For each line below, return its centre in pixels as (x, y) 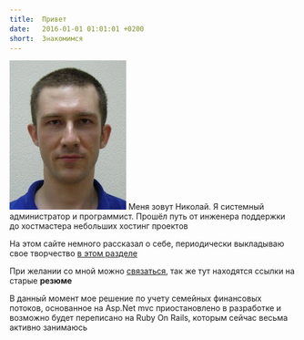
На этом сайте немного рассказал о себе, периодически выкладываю (147, 244)
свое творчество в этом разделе (74, 253)
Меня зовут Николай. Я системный (196, 207)
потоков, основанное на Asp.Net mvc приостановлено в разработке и (146, 308)
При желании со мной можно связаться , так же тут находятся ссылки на (152, 271)
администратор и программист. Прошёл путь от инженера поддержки (147, 216)
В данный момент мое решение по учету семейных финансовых (136, 299)
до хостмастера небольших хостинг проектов (99, 226)
